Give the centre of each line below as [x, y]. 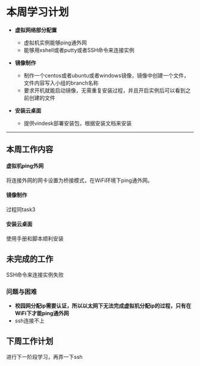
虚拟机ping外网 [25, 165]
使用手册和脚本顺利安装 [35, 238]
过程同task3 [21, 209]
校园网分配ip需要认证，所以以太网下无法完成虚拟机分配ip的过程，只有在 [103, 306]
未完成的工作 [30, 259]
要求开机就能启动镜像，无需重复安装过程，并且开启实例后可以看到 [104, 90]
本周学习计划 [38, 12]
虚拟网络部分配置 [36, 30]
